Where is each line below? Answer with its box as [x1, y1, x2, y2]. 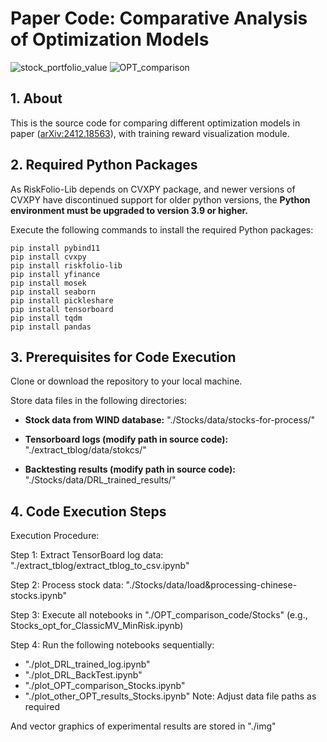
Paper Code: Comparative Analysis [10, 7, 308, 30]
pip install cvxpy [10, 252, 87, 262]
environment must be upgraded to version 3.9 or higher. [10, 204, 249, 216]
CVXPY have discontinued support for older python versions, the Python [10, 193, 311, 206]
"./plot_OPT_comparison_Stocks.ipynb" [24, 680, 186, 692]
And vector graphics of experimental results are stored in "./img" [10, 720, 277, 732]
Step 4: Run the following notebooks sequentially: [10, 639, 215, 651]
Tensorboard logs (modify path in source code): [24, 433, 229, 446]
